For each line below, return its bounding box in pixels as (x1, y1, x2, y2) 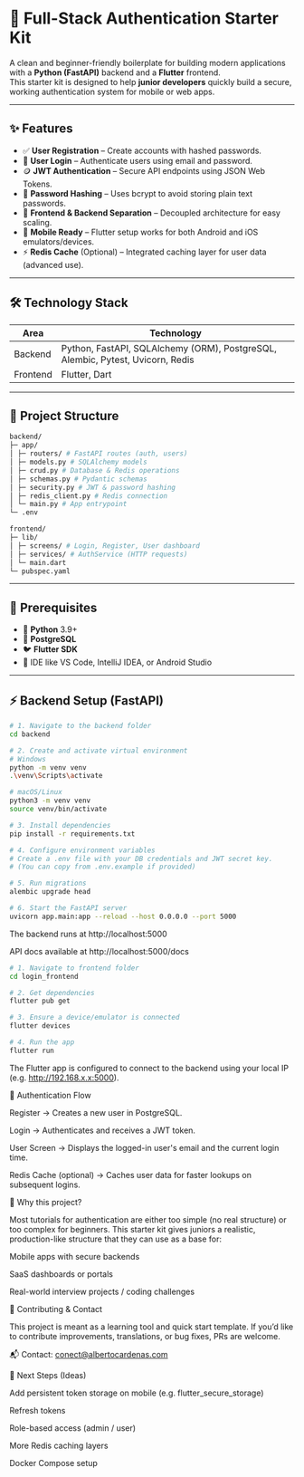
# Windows (9, 754, 47, 763)
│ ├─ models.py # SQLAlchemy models (9, 457, 147, 466)
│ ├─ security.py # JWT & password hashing (9, 483, 176, 492)
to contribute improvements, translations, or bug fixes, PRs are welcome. (9, 1330, 280, 1341)
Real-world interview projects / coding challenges (9, 1286, 195, 1297)
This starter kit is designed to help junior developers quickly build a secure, (9, 76, 292, 87)
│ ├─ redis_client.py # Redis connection (9, 491, 168, 501)
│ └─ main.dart (9, 558, 67, 567)
